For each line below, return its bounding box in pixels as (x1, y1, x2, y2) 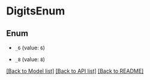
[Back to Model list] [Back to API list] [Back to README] (6, 67, 144, 75)
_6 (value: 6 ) (14, 44, 45, 51)
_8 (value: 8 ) (14, 56, 45, 63)
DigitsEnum (6, 4, 65, 18)
